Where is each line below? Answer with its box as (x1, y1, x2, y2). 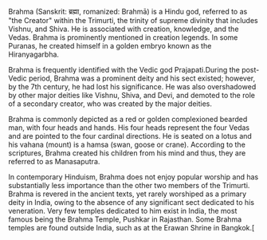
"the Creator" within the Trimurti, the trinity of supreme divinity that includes (8, 16, 258, 25)
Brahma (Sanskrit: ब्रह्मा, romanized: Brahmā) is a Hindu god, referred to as (8, 7, 248, 16)
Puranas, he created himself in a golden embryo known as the (8, 41, 212, 50)
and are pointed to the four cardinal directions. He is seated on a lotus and (8, 132, 253, 140)
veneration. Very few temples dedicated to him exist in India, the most (8, 207, 238, 215)
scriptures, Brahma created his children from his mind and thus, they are (8, 148, 246, 158)
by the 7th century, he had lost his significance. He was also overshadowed (8, 82, 257, 91)
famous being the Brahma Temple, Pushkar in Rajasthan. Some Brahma (8, 214, 242, 224)
